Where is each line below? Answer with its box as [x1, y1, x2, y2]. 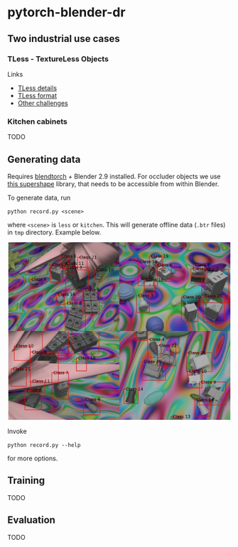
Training [7, 475, 45, 487]
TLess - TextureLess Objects [7, 54, 109, 64]
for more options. [7, 454, 58, 462]
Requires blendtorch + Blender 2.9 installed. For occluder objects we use [7, 172, 222, 180]
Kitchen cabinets [7, 117, 67, 126]
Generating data [7, 153, 81, 166]
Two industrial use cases [7, 33, 120, 45]
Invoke [7, 427, 27, 435]
